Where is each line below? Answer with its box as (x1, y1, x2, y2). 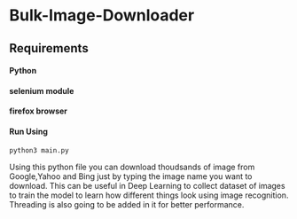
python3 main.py (9, 145, 69, 155)
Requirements (9, 41, 89, 56)
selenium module (9, 85, 74, 96)
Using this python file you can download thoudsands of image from (9, 161, 255, 172)
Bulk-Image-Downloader (9, 5, 195, 26)
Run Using (9, 126, 49, 137)
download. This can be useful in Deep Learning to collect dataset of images (9, 180, 285, 191)
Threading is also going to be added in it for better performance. (9, 199, 245, 209)
